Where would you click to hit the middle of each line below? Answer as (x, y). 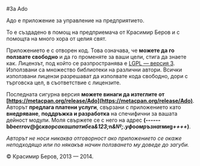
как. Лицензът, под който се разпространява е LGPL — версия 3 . (91, 63)
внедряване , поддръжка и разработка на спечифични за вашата (92, 114)
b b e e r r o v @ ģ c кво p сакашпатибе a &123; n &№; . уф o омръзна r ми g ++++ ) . (98, 126)
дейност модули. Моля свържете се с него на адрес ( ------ (83, 120)
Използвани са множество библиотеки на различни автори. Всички (94, 70)
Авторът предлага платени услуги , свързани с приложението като (94, 107)
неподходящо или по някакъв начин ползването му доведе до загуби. (98, 144)
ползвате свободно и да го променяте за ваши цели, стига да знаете (96, 57)
